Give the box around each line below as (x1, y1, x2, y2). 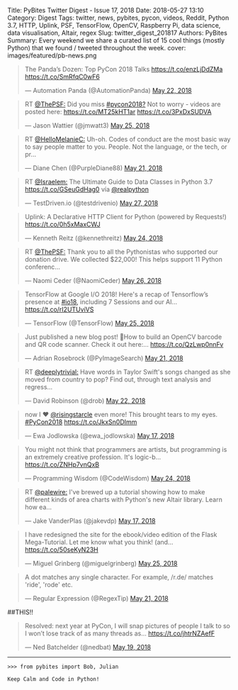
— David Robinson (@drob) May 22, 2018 (24, 396, 146, 405)
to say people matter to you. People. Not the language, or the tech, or (24, 143, 228, 151)
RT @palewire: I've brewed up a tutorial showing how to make (24, 488, 205, 496)
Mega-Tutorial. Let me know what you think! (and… (24, 538, 174, 546)
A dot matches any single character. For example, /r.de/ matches (24, 573, 214, 581)
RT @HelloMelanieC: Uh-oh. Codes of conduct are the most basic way (24, 135, 231, 143)
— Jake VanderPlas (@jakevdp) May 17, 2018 (24, 517, 156, 525)
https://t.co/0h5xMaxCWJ (24, 220, 101, 228)
